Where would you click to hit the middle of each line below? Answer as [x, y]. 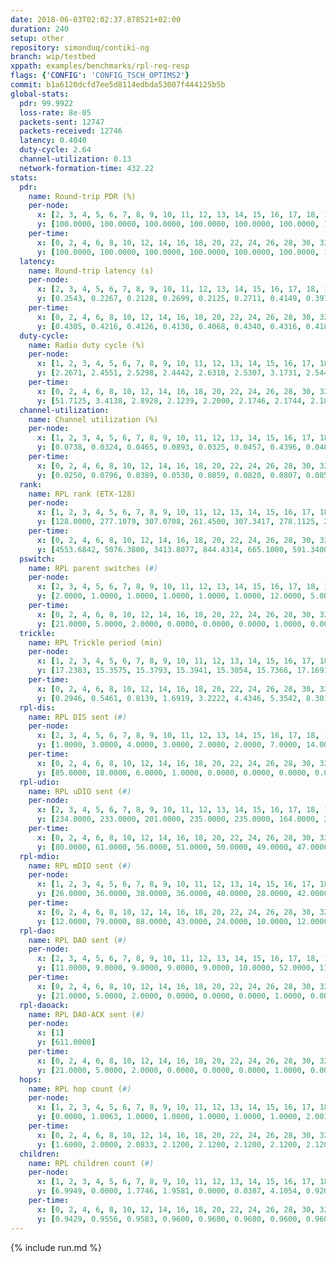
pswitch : [37, 559]
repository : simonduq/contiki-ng [80, 47]
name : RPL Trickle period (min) [95, 642]
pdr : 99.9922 [46, 103]
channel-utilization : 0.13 [75, 159]
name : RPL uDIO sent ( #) [80, 791]
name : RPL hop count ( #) [80, 1089]
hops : [31, 1079]
